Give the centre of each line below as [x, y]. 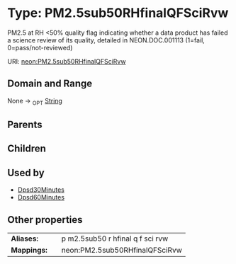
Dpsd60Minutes [41, 197]
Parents [25, 124]
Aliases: [25, 239]
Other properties [45, 220]
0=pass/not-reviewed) [40, 47]
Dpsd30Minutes [41, 190]
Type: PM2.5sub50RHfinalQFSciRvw [118, 13]
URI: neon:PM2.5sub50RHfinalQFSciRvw [67, 61]
